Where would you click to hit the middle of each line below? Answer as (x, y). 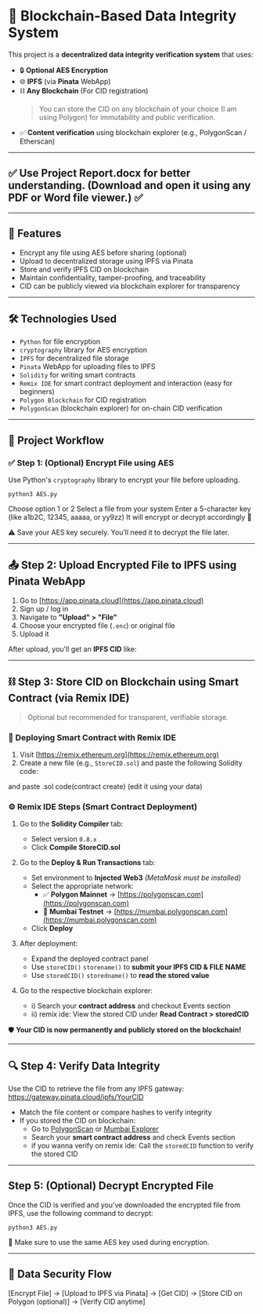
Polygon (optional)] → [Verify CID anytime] (77, 1301)
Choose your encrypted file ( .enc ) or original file (97, 625)
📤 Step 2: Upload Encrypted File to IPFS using (122, 566)
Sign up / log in (44, 608)
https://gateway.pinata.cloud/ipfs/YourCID (76, 1097)
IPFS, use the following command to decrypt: (81, 1213)
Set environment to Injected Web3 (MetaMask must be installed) (136, 878)
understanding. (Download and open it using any (130, 186)
